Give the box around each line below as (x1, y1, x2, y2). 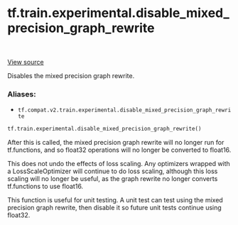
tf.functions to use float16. (7, 182, 84, 191)
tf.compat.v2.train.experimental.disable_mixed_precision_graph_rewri (17, 106, 232, 114)
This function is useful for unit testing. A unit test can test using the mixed (7, 196, 224, 204)
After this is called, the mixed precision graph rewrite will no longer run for (7, 138, 225, 147)
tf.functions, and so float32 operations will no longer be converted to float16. (7, 146, 232, 154)
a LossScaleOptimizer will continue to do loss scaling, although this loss (7, 167, 218, 175)
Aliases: (7, 89, 37, 99)
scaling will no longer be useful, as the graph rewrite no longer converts (7, 175, 218, 183)
